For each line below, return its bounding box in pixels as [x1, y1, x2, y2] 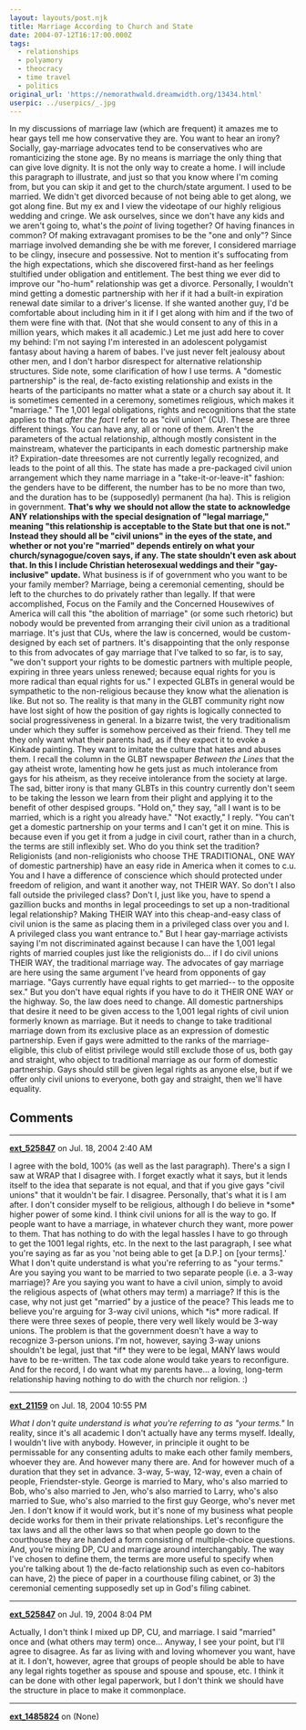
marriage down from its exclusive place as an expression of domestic [9, 1025, 270, 1036]
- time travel [17, 73, 71, 82]
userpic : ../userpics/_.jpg [9, 98, 117, 108]
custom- [259, 627, 291, 639]
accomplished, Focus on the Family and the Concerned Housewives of [9, 599, 275, 610]
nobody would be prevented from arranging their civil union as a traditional [9, 618, 291, 629]
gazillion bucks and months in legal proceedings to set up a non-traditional [9, 899, 290, 910]
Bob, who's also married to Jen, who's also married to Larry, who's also [9, 1485, 279, 1497]
